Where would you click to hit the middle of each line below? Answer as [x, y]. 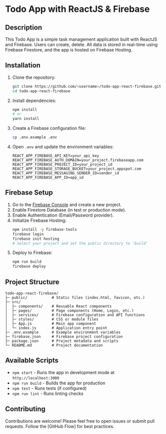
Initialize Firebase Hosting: [39, 220]
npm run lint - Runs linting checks [48, 393]
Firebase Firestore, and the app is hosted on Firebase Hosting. [69, 50]
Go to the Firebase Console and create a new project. [67, 205]
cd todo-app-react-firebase [41, 91]
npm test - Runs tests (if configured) [49, 388]
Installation [23, 65]
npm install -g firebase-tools [45, 229]
